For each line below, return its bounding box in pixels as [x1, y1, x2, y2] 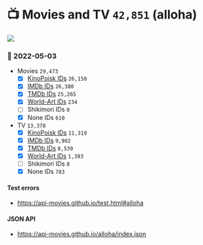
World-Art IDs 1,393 [27, 151, 84, 160]
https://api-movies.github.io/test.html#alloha [17, 199, 144, 207]
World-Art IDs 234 [27, 97, 78, 106]
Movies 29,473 [17, 67, 58, 75]
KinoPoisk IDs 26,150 [27, 75, 87, 83]
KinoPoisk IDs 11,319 [27, 128, 87, 137]
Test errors [7, 184, 40, 192]
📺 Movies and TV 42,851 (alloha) [7, 7, 197, 23]
